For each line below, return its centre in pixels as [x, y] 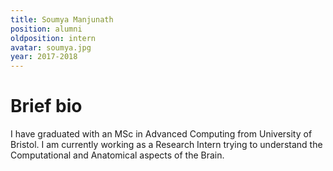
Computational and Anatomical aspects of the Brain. [117, 155]
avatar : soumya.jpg [51, 47]
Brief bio [46, 106]
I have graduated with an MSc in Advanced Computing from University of [161, 134]
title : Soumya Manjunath [62, 19]
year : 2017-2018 [44, 57]
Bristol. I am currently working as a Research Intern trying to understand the [166, 145]
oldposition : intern [53, 38]
